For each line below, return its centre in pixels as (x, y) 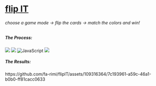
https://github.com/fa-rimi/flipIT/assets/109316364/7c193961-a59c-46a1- (78, 74)
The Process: (19, 38)
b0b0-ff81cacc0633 (25, 79)
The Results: (18, 62)
